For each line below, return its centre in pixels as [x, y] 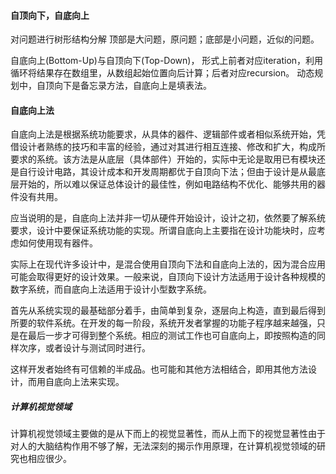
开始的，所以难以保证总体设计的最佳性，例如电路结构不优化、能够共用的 [167, 184]
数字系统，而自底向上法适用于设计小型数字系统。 [111, 289]
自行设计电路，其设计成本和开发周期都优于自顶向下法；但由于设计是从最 [167, 172]
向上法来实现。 [93, 382]
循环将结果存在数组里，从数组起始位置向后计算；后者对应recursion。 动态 [162, 73]
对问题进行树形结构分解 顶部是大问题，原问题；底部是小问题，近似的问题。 [165, 39]
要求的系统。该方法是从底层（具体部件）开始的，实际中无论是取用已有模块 [163, 159]
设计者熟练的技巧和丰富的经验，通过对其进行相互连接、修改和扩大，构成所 [172, 147]
